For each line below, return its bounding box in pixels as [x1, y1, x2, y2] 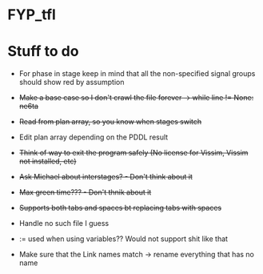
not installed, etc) [18, 156, 77, 166]
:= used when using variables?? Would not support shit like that [18, 234, 229, 244]
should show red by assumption [18, 78, 125, 87]
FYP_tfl [7, 6, 57, 24]
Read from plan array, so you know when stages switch [18, 117, 202, 127]
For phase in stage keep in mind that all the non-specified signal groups [18, 69, 256, 79]
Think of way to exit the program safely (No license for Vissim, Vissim [18, 148, 249, 158]
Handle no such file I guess [18, 219, 110, 228]
